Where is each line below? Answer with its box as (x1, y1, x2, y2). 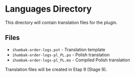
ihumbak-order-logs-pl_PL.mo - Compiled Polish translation (12, 57, 130, 63)
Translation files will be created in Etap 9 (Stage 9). (5, 66, 107, 72)
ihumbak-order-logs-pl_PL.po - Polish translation (12, 52, 110, 58)
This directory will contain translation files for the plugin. (5, 19, 118, 25)
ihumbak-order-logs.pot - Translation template (12, 46, 105, 52)
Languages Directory (5, 3, 92, 15)
